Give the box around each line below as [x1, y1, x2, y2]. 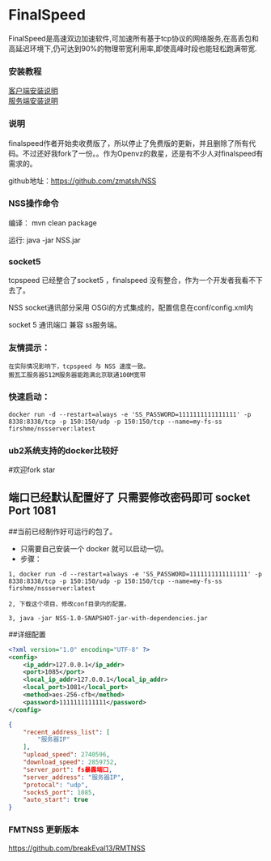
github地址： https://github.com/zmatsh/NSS [8, 176, 157, 186]
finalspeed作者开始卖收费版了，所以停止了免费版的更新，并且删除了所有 [8, 138, 249, 148]
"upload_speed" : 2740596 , [23, 751, 111, 759]
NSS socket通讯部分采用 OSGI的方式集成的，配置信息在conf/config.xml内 [8, 302, 253, 313]
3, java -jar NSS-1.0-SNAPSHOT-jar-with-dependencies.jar [8, 614, 208, 622]
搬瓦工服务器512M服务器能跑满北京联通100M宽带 [8, 371, 146, 379]
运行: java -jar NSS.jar [8, 235, 81, 245]
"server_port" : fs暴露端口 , [23, 765, 113, 773]
